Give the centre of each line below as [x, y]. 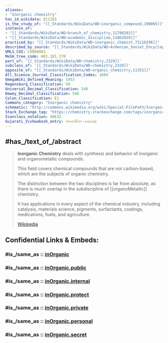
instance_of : [19, 28]
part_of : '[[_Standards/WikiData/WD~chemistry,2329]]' [63, 61]
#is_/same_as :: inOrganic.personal [49, 321]
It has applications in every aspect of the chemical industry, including [89, 204]
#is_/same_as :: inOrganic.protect [47, 294]
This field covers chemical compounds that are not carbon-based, [85, 168]
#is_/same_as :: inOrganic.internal [47, 281]
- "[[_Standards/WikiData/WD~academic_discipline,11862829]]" [71, 38]
